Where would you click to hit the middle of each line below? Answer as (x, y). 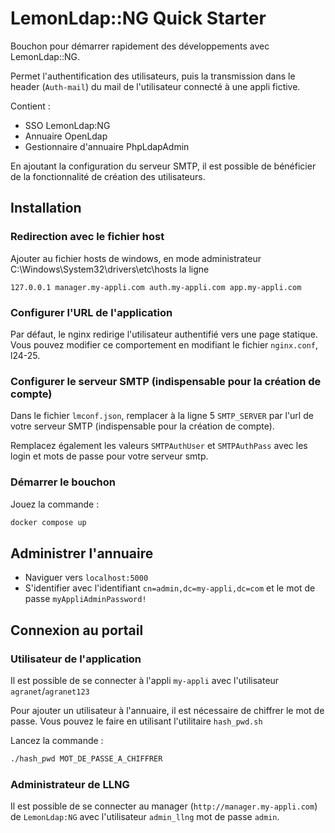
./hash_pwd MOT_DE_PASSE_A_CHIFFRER (86, 758)
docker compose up (48, 522)
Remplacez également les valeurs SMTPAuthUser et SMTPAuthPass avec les (159, 446)
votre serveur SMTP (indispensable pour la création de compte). (142, 426)
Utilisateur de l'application (76, 659)
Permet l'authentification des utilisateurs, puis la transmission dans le (153, 76)
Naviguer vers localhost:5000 (86, 578)
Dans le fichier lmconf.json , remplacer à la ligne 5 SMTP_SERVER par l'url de (162, 416)
